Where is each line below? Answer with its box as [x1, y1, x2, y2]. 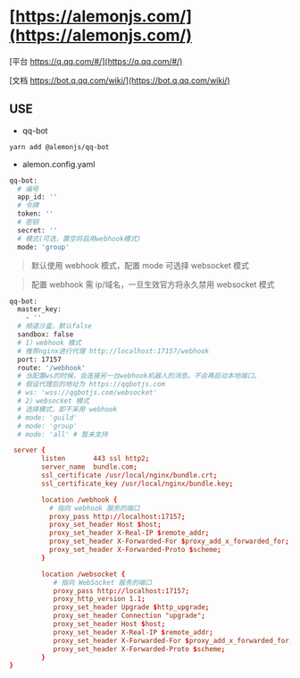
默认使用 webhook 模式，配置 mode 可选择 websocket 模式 [30, 259, 250, 270]
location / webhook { [41, 495, 118, 504]
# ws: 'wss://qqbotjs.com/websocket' [17, 388, 158, 397]
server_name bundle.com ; [41, 462, 138, 471]
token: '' [17, 209, 54, 218]
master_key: [17, 305, 62, 314]
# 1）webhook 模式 [17, 338, 82, 347]
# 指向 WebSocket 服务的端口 [53, 578, 153, 587]
